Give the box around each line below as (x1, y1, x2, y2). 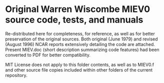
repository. (5, 72, 27, 78)
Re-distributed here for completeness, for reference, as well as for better (5, 30, 155, 36)
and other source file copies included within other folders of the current (5, 66, 153, 73)
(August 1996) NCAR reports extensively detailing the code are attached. (5, 41, 155, 47)
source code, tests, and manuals (5, 14, 143, 25)
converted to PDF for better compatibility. (5, 51, 91, 58)
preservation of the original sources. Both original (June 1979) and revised (5, 36, 158, 42)
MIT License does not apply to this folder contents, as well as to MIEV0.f (5, 61, 154, 67)
